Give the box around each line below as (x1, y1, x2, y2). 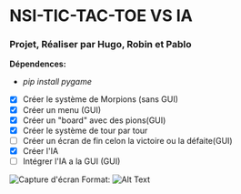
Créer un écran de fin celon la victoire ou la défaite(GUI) (22, 135, 234, 146)
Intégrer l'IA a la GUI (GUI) (22, 156, 121, 167)
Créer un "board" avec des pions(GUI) (22, 115, 166, 126)
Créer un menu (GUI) (22, 104, 102, 115)
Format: (81, 174, 111, 185)
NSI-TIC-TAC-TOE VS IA (9, 5, 193, 26)
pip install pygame (22, 77, 93, 87)
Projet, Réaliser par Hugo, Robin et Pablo (9, 38, 192, 51)
